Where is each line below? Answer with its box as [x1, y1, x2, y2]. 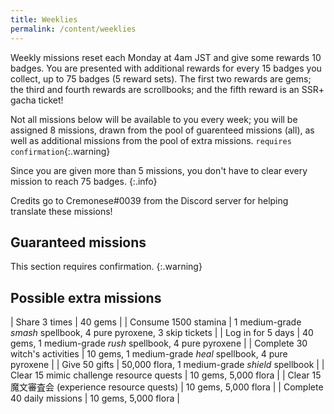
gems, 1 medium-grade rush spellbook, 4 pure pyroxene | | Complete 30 [10, 337, 308, 350]
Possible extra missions [10, 289, 162, 306]
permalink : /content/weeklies [10, 24, 137, 34]
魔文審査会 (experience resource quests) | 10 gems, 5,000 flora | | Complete [10, 381, 324, 393]
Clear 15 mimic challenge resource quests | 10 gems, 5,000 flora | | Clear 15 [10, 369, 322, 381]
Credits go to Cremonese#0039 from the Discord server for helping [10, 194, 289, 206]
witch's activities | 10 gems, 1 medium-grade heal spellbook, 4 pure [10, 348, 288, 360]
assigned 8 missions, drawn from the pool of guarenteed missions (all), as [10, 124, 315, 136]
